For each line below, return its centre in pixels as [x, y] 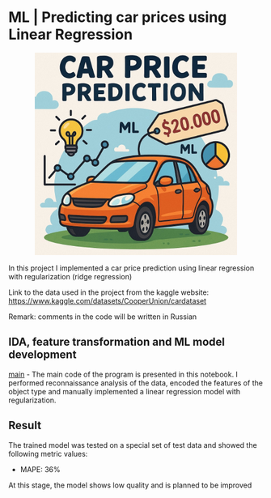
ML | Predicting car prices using [118, 17]
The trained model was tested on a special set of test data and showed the [133, 445]
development [42, 355]
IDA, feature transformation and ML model [116, 342]
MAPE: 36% [40, 469]
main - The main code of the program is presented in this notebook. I [123, 374]
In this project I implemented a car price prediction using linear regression [131, 268]
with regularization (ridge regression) [70, 276]
